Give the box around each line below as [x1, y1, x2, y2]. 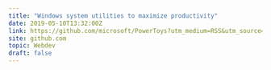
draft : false [8, 49, 52, 57]
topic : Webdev [8, 42, 56, 50]
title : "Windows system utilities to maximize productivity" [8, 11, 219, 20]
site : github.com [8, 34, 67, 43]
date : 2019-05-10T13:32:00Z [8, 19, 103, 27]
